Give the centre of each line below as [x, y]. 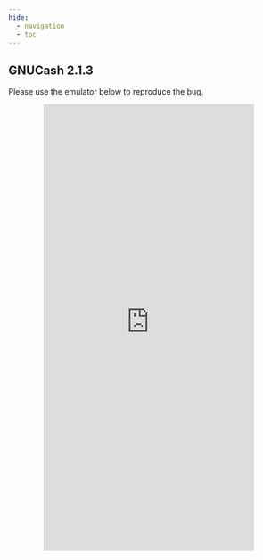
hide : [18, 17]
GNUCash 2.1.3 [51, 70]
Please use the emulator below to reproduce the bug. [106, 92]
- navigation [41, 26]
